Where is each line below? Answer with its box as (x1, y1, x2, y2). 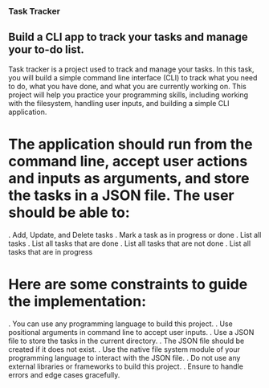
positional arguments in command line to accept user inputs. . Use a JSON (8, 327, 255, 337)
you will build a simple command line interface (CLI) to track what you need (8, 72, 258, 82)
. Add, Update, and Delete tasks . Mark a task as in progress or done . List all (8, 230, 262, 239)
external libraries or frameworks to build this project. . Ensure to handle (8, 361, 243, 371)
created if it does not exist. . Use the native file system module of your (8, 344, 241, 354)
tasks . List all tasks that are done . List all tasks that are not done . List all (8, 239, 251, 248)
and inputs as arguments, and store (8, 169, 250, 187)
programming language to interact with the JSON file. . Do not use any (8, 353, 241, 362)
